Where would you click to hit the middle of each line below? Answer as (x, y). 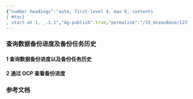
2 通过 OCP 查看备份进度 (36, 73)
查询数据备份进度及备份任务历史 (51, 44)
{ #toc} (16, 17)
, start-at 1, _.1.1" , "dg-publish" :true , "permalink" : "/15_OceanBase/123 (97, 22)
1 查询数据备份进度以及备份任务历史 (49, 59)
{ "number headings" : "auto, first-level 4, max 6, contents (80, 11)
